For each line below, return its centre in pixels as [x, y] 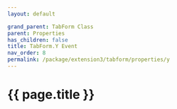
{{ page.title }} [51, 94]
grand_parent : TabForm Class [50, 27]
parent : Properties [36, 33]
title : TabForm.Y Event [43, 47]
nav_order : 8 [27, 53]
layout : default [31, 14]
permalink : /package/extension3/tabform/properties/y [89, 60]
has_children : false [38, 40]
